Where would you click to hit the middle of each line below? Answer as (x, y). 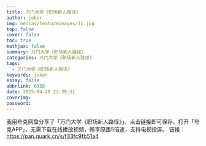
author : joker (25, 18)
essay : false (23, 80)
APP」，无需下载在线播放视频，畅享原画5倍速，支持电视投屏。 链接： (98, 129)
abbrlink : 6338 (26, 86)
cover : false (23, 35)
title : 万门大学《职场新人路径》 (44, 12)
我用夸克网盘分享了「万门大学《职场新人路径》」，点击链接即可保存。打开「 (100, 121)
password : (19, 103)
